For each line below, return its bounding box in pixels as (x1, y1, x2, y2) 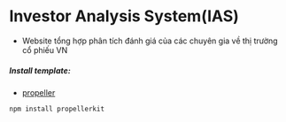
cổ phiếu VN (21, 44, 68, 55)
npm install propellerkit (9, 104, 104, 113)
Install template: (9, 65, 71, 76)
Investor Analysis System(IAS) (9, 6, 239, 27)
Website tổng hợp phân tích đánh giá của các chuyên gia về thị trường (21, 35, 278, 46)
